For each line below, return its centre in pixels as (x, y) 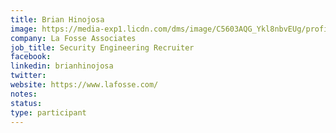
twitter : (28, 76)
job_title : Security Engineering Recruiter (102, 47)
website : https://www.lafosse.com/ (84, 85)
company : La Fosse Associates (73, 38)
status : (26, 103)
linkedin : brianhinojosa (62, 66)
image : (24, 29)
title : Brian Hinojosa (57, 19)
